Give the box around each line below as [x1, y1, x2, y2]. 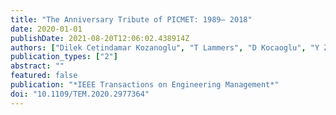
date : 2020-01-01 [10, 24, 83, 34]
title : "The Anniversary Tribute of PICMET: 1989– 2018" [10, 14, 253, 25]
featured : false [10, 71, 78, 81]
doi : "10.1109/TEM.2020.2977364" [10, 89, 150, 99]
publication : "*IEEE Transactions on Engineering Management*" [10, 80, 280, 90]
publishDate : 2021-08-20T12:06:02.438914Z [10, 33, 190, 43]
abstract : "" [10, 61, 65, 71]
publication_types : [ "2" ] [10, 52, 118, 62]
